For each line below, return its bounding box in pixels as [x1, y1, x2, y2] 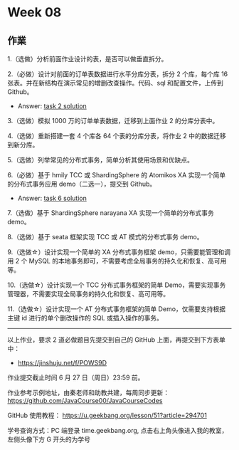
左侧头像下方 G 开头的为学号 [7, 435, 91, 444]
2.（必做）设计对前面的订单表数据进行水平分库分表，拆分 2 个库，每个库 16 [7, 70, 228, 78]
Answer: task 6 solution [17, 194, 87, 202]
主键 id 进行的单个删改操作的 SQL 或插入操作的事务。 [7, 314, 164, 322]
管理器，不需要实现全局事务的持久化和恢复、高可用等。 [7, 290, 169, 298]
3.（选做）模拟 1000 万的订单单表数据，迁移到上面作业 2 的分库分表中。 [7, 117, 219, 125]
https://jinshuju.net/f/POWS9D [17, 359, 107, 367]
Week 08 [7, 4, 62, 21]
